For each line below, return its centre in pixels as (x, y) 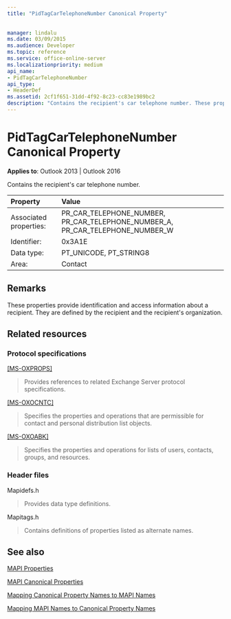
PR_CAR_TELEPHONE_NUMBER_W (118, 230)
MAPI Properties (30, 569)
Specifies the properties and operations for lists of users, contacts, (119, 450)
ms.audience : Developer (41, 45)
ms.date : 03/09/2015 (37, 39)
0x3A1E (75, 241)
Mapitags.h (23, 517)
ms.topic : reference (37, 52)
